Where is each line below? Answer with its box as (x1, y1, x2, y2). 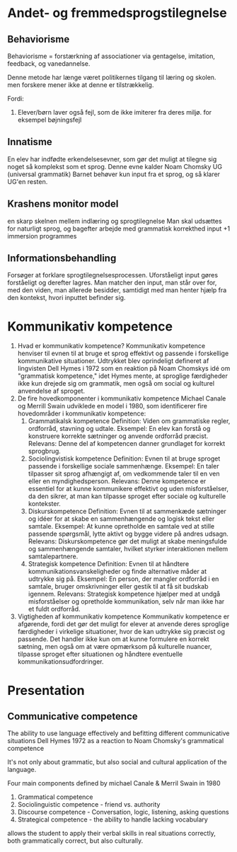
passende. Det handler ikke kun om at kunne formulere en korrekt (17, 635, 210, 643)
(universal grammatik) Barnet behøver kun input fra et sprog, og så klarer (7, 170, 221, 178)
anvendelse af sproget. (17, 387, 86, 396)
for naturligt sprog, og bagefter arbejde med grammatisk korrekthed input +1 (7, 224, 231, 233)
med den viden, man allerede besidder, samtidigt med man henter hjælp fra (7, 286, 227, 294)
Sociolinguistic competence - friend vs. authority (17, 800, 161, 809)
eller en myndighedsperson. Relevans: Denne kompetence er (28, 477, 207, 485)
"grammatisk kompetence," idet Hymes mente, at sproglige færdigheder (17, 372, 229, 380)
